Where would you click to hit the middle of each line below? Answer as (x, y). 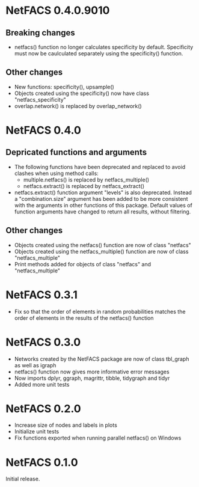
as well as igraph (35, 365)
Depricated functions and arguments (76, 152)
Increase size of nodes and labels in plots (66, 425)
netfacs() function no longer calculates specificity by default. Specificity (104, 47)
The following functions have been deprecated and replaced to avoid (100, 167)
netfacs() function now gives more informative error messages (92, 372)
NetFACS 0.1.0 (42, 462)
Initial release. (23, 479)
